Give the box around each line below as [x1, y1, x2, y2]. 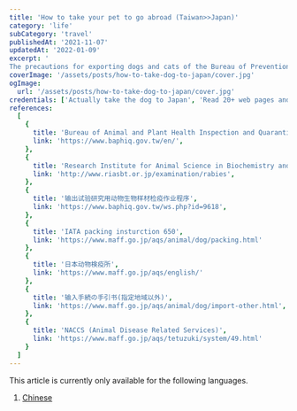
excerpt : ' [9, 54, 49, 63]
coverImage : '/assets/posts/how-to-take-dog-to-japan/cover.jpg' [9, 71, 255, 80]
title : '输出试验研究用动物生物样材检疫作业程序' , [32, 194, 198, 204]
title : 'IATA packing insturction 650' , [32, 227, 184, 236]
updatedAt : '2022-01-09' [9, 46, 101, 55]
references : [9, 104, 53, 112]
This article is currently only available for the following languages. [9, 375, 249, 385]
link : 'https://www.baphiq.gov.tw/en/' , [32, 136, 184, 145]
